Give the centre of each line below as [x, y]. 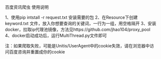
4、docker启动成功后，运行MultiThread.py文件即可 [56, 36]
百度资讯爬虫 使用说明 [27, 7]
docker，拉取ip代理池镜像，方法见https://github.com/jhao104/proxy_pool [78, 29]
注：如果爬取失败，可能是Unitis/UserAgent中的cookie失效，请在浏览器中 [77, 46]
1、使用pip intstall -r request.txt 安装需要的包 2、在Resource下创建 [71, 17]
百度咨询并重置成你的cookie [37, 52]
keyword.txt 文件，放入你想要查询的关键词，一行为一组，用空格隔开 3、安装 [80, 23]
